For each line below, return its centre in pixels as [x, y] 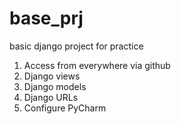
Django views [52, 76]
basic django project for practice [76, 46]
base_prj [46, 18]
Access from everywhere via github [97, 65]
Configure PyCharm [65, 108]
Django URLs [51, 97]
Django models [55, 86]
